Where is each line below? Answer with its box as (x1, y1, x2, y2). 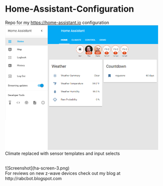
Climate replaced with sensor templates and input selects (5, 150, 120, 156)
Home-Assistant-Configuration (5, 3, 134, 15)
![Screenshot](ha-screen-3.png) (5, 165, 70, 171)
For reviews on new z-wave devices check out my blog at (5, 170, 121, 176)
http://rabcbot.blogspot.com (5, 175, 62, 181)
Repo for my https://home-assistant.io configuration (5, 20, 109, 25)
